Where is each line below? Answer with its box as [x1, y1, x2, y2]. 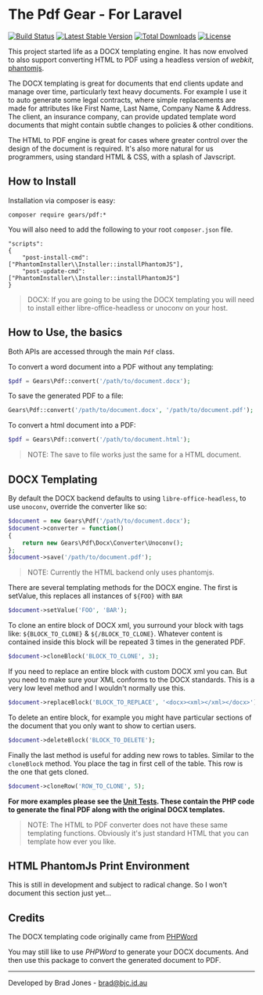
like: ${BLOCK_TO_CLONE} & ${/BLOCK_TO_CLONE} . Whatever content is [8, 629, 223, 639]
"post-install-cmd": [22, 253, 89, 261]
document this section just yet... [8, 888, 112, 898]
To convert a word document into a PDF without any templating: [8, 362, 214, 371]
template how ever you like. [27, 836, 117, 846]
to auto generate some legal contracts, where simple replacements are [8, 95, 236, 104]
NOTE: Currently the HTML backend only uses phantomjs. [27, 567, 215, 578]
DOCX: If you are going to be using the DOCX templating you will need [27, 294, 254, 304]
